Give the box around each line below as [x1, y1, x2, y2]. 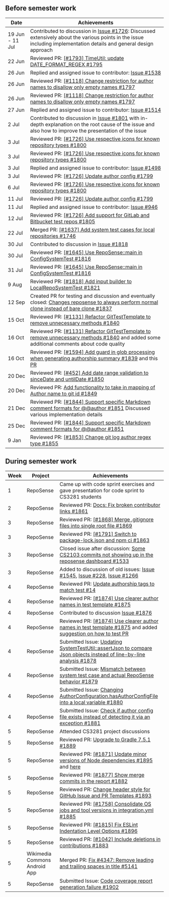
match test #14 [59, 586, 96, 593]
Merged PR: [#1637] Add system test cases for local [30, 226, 155, 233]
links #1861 [59, 508, 89, 515]
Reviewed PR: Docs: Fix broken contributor [59, 501, 160, 509]
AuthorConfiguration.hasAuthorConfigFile [59, 692, 158, 699]
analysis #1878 [59, 657, 97, 664]
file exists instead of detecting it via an [59, 713, 150, 720]
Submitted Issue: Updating [59, 638, 122, 645]
